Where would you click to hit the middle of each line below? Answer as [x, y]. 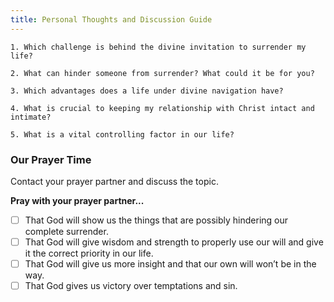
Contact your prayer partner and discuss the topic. [114, 181]
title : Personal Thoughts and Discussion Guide [111, 19]
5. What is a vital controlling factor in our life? [122, 134]
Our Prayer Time [51, 159]
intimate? [31, 117]
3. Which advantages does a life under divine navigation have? [147, 91]
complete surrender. [66, 231]
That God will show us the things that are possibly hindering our [156, 220]
